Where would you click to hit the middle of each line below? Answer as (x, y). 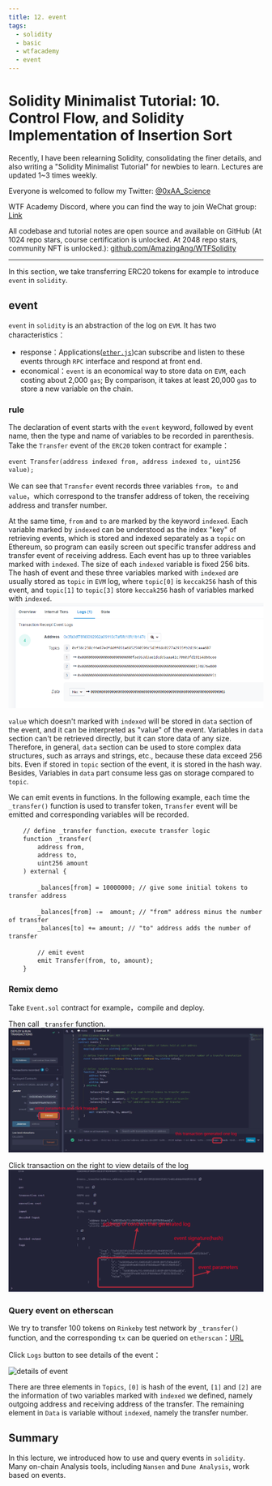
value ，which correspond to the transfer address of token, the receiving (129, 496)
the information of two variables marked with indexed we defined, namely (131, 1395)
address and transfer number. (58, 505)
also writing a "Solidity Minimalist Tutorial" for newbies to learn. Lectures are (136, 166)
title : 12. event (38, 17)
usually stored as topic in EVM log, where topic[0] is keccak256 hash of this (133, 582)
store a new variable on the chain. (76, 389)
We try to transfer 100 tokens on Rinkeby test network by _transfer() (123, 1328)
